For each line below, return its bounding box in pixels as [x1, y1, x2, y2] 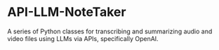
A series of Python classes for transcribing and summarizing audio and [7, 27, 213, 35]
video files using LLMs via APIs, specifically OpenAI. [7, 34, 159, 42]
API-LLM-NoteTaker [7, 4, 126, 20]
